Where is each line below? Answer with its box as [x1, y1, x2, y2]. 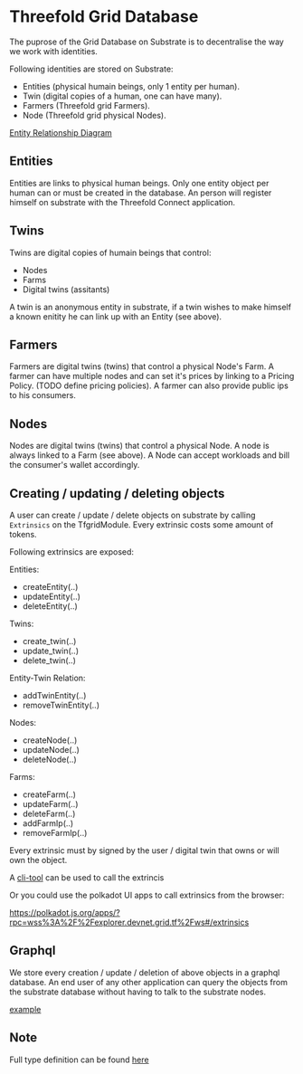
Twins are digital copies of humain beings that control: [9, 247, 212, 258]
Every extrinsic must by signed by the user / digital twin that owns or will [9, 845, 279, 856]
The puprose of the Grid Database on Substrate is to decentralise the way [9, 36, 285, 47]
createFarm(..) [22, 789, 77, 800]
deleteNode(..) [22, 754, 77, 765]
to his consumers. [9, 390, 77, 401]
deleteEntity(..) [22, 601, 79, 612]
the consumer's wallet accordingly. [9, 460, 140, 470]
